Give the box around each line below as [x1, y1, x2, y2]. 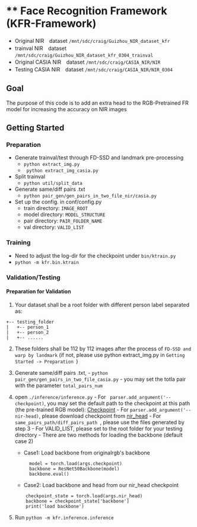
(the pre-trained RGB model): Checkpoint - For [14, 406, 129, 413]
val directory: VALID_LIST [23, 224, 84, 231]
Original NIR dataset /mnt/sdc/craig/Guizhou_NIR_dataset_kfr [14, 37, 170, 44]
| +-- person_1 [6, 324, 49, 330]
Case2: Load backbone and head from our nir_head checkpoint [23, 481, 179, 488]
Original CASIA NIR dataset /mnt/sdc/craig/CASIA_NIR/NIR [14, 58, 161, 65]
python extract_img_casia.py [26, 168, 99, 174]
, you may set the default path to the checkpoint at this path [44, 400, 190, 407]
